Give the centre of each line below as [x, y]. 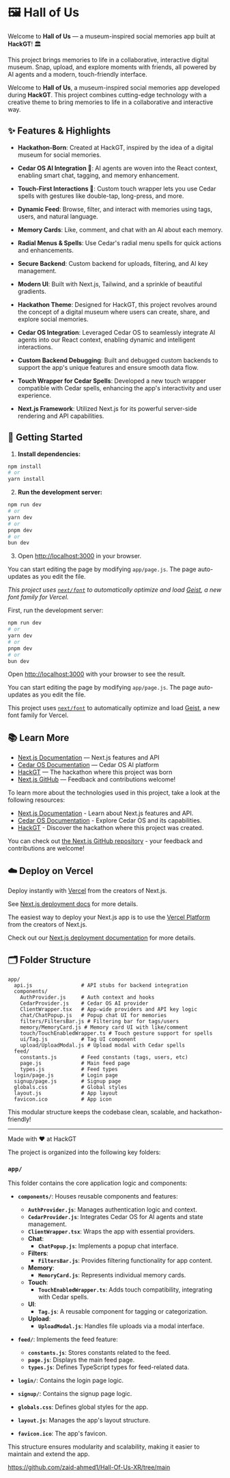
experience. [34, 395]
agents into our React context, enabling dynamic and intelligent [106, 340]
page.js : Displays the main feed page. [81, 1360]
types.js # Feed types [69, 1069]
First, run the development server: [56, 610]
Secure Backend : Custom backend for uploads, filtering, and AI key [113, 263]
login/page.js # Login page [66, 1075]
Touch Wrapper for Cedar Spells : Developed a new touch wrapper [112, 381]
